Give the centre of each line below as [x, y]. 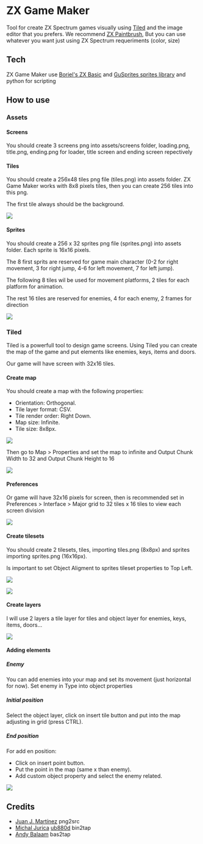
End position [23, 735]
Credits [21, 806]
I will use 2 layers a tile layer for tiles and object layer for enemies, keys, [96, 618]
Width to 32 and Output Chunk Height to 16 [60, 459]
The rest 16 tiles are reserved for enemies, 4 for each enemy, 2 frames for [99, 298]
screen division [25, 511]
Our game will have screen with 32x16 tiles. [61, 363]
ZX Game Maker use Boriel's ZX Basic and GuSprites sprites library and [96, 74]
